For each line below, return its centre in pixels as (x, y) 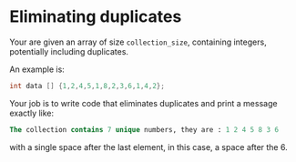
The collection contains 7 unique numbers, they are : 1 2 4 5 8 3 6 (144, 129)
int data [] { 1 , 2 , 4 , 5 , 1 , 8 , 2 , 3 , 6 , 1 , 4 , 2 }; (87, 86)
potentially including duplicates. (69, 51)
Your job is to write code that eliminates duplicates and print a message (143, 103)
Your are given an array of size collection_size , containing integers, (138, 42)
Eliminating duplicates (96, 17)
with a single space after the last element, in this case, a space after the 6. (149, 147)
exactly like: (32, 113)
